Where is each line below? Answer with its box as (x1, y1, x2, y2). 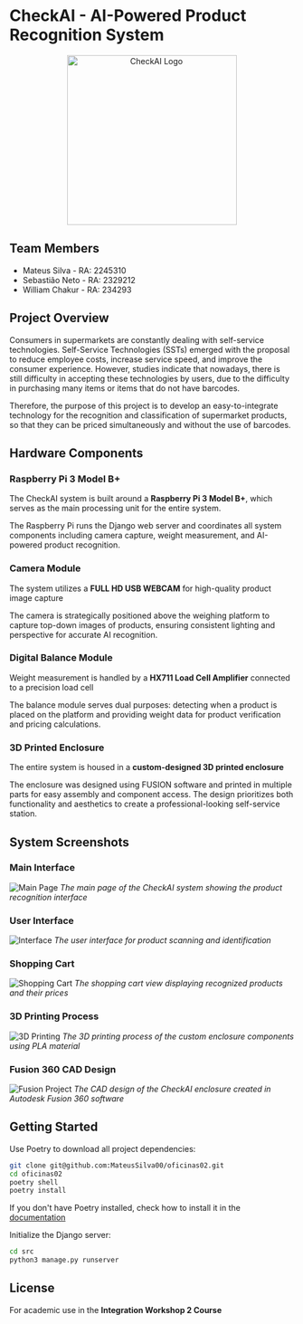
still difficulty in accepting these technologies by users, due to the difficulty (9, 373, 290, 384)
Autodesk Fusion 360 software (9, 1093, 125, 1104)
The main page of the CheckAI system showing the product (60, 881, 283, 892)
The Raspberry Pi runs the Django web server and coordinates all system (9, 520, 282, 531)
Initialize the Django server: (9, 1230, 111, 1241)
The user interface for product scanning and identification (53, 935, 271, 946)
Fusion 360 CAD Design (9, 1062, 117, 1075)
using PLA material (9, 1040, 80, 1051)
